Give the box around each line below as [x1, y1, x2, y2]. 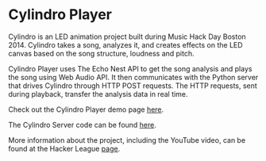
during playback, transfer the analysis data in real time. [8, 89, 188, 98]
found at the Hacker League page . [8, 144, 121, 153]
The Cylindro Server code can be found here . [8, 120, 157, 129]
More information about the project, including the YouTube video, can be [8, 135, 246, 144]
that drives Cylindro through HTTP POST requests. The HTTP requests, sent [8, 81, 258, 90]
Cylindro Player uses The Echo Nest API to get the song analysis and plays [8, 63, 253, 73]
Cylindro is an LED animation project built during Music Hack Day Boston [8, 32, 246, 41]
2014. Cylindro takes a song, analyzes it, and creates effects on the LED [8, 40, 244, 49]
